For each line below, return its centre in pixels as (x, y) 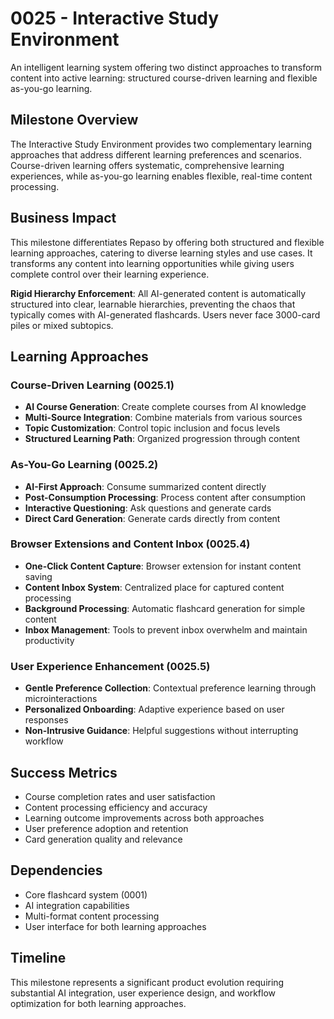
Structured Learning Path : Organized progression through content (162, 439)
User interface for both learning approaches (115, 926)
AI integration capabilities (77, 905)
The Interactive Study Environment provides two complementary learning (161, 144)
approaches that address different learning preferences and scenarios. (156, 154)
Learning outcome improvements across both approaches (144, 818)
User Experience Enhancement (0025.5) (110, 666)
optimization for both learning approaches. (98, 1003)
